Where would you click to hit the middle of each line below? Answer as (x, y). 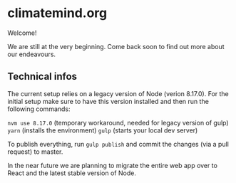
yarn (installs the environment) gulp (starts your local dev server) (103, 130)
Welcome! (22, 33)
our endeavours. (31, 54)
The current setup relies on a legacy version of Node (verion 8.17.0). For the (118, 93)
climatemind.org (57, 13)
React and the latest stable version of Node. (72, 173)
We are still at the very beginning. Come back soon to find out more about (116, 46)
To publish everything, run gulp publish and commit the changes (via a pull (118, 144)
